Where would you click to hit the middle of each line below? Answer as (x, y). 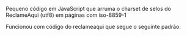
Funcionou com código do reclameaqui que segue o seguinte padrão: (93, 27)
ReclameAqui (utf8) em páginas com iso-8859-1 (66, 15)
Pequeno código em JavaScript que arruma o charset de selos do (89, 9)
